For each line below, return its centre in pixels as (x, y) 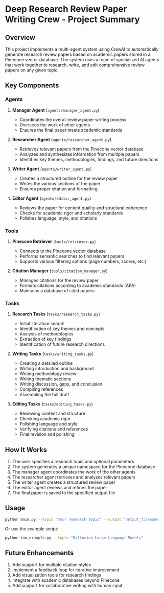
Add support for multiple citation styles (51, 565)
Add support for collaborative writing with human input (67, 586)
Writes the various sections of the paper (60, 183)
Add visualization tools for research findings (57, 575)
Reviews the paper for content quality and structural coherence (83, 208)
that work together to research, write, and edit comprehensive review (75, 65)
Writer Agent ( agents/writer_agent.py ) (52, 169)
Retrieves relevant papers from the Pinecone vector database (81, 149)
